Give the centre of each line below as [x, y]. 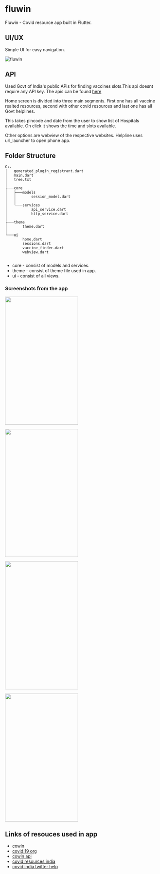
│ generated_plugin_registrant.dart [44, 171]
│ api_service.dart [36, 210]
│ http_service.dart [37, 214]
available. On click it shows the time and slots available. [61, 126]
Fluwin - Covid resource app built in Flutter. [48, 22]
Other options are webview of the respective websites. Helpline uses [74, 135]
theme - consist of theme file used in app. [54, 271]
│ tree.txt [18, 180]
